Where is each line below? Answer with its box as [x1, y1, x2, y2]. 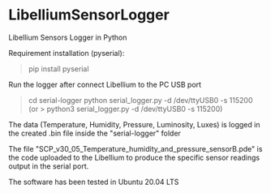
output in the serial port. [8, 161, 89, 171]
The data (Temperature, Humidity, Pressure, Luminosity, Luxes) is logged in [8, 119, 260, 129]
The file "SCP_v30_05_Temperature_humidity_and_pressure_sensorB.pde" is [8, 144, 263, 153]
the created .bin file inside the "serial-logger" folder [8, 128, 181, 138]
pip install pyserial [28, 63, 89, 74]
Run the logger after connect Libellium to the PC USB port [8, 79, 201, 89]
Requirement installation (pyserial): [8, 48, 125, 58]
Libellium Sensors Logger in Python [8, 32, 127, 42]
